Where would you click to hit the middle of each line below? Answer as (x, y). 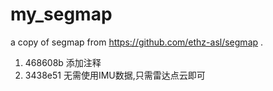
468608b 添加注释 (63, 62)
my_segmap (61, 14)
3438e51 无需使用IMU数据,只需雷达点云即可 (115, 75)
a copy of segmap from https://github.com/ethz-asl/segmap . (137, 42)
